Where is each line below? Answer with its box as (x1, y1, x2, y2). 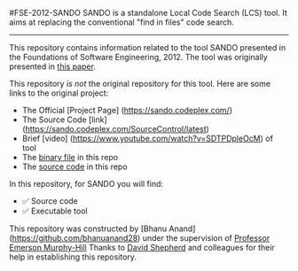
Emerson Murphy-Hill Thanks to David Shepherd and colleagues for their (9, 243, 275, 252)
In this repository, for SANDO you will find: (9, 179, 164, 189)
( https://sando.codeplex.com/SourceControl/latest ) (21, 124, 210, 134)
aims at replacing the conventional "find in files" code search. (9, 17, 235, 27)
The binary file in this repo (21, 152, 119, 162)
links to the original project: (9, 88, 109, 98)
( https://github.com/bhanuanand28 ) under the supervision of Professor (9, 233, 271, 243)
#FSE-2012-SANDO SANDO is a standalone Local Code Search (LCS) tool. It (9, 8, 288, 18)
